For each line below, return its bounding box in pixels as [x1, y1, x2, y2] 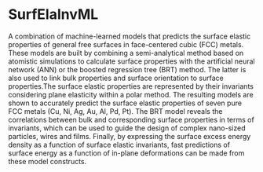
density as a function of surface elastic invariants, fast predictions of [8, 140, 230, 149]
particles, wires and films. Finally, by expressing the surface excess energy [8, 131, 251, 141]
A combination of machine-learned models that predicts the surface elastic [8, 31, 251, 41]
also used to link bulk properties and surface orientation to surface [8, 73, 224, 82]
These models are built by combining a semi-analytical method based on [8, 48, 244, 57]
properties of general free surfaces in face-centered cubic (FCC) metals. [8, 39, 244, 49]
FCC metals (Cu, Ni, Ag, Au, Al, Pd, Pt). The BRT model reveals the [8, 106, 223, 115]
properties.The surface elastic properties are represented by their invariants [8, 81, 254, 91]
